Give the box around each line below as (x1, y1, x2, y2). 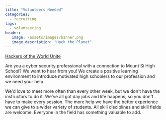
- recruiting (9, 16, 37, 21)
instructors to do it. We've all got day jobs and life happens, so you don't (5, 93, 154, 99)
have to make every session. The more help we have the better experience (5, 99, 158, 105)
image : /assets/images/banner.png (11, 35, 83, 40)
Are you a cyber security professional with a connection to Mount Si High (5, 62, 155, 68)
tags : (5, 21, 16, 26)
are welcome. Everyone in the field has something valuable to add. (5, 109, 142, 115)
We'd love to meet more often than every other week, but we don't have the (5, 88, 160, 94)
